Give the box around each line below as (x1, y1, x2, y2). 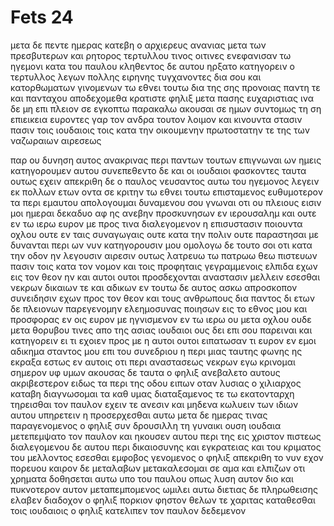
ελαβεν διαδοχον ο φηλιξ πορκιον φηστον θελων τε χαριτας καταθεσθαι (10, 494, 316, 506)
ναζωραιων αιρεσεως (10, 134, 102, 146)
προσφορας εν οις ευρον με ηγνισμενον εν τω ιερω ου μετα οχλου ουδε (10, 313, 312, 325)
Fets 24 (10, 6, 74, 29)
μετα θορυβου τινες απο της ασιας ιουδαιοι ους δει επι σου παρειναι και (10, 324, 313, 336)
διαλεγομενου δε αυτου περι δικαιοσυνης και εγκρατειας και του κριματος (10, 441, 322, 453)
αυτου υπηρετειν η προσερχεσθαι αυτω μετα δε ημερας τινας (10, 409, 268, 421)
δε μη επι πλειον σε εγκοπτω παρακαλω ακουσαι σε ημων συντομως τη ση (10, 102, 322, 115)
